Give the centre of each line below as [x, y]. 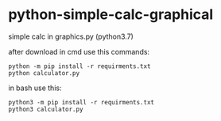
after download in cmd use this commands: [79, 51]
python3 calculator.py [46, 109]
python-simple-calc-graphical [111, 15]
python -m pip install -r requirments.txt [79, 66]
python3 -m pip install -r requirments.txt [81, 102]
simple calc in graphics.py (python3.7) [71, 36]
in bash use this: [35, 88]
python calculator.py [44, 73]
